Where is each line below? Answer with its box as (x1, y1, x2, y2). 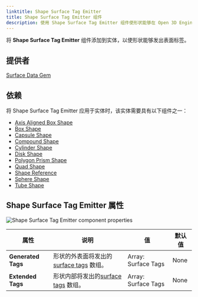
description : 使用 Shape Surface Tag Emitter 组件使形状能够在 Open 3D (6, 20, 177, 25)
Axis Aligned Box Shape (14, 119, 73, 126)
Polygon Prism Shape (14, 157, 67, 163)
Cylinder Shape (14, 144, 52, 151)
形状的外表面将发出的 (52, 252, 113, 260)
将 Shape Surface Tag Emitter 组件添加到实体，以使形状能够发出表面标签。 (6, 37, 190, 44)
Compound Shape (14, 138, 59, 145)
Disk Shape (14, 150, 43, 157)
